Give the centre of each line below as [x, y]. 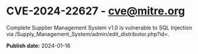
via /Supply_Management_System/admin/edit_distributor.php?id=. [88, 34]
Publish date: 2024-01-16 [38, 46]
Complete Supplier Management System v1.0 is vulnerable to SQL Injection [99, 28]
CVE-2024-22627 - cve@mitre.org [96, 11]
